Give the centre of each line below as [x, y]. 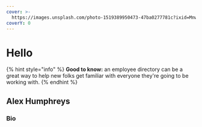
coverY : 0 [19, 23]
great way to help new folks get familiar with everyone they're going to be [97, 76]
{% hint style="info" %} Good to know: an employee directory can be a [95, 69]
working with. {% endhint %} [42, 82]
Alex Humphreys [38, 101]
